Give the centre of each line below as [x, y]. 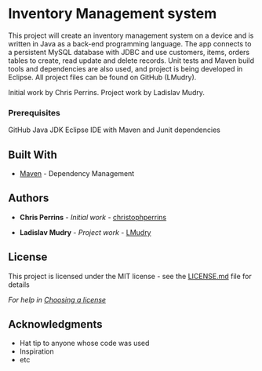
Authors [29, 198]
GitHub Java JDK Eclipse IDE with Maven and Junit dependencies [115, 130]
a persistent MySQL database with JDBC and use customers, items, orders [129, 52]
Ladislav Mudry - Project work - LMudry [85, 232]
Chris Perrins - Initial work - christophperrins [93, 217]
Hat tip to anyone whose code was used [84, 343]
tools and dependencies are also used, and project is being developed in [126, 68]
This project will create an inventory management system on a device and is [131, 35]
